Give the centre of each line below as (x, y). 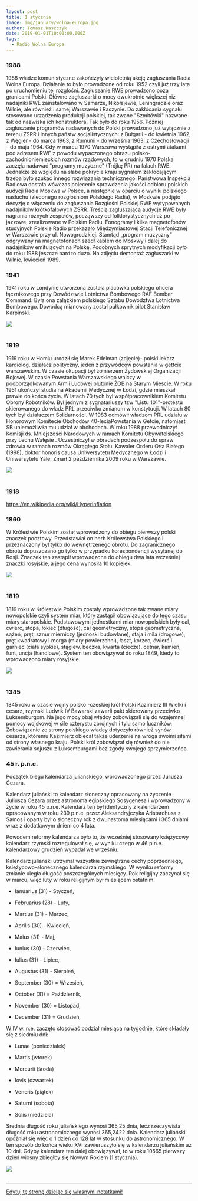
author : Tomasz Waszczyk (37, 28)
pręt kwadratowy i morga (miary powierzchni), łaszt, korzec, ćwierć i (89, 640)
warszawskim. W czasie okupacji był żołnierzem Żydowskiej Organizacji (93, 371)
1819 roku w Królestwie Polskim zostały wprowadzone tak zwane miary (92, 609)
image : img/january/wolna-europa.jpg (52, 22)
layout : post (22, 12)
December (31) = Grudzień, (48, 1017)
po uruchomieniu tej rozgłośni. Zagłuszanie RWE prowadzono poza (88, 91)
